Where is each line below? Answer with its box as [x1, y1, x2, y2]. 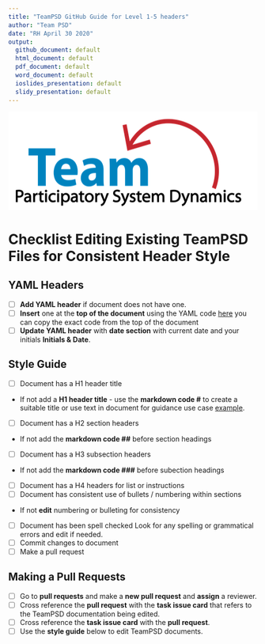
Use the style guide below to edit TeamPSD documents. [19, 627, 203, 636]
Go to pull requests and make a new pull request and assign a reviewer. [19, 591, 257, 600]
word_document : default [15, 71, 93, 79]
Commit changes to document [19, 538, 119, 547]
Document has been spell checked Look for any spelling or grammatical [19, 521, 255, 530]
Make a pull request [19, 547, 85, 556]
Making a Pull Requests [8, 570, 127, 584]
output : [8, 38, 34, 46]
